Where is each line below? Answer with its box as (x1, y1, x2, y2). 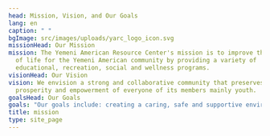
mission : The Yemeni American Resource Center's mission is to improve (8, 49, 253, 57)
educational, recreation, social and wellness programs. (15, 64, 211, 72)
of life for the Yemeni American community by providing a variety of (15, 57, 257, 65)
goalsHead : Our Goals (8, 94, 81, 102)
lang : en (8, 19, 38, 27)
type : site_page (8, 116, 63, 124)
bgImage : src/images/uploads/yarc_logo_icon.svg (8, 34, 174, 42)
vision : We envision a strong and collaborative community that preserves (8, 78, 264, 86)
